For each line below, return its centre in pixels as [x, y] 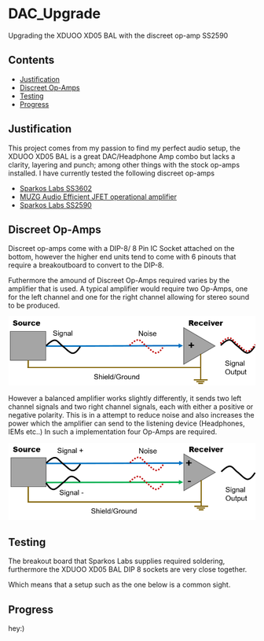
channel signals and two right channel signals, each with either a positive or [131, 407]
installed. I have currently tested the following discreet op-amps [111, 173]
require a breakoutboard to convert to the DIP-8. [86, 265]
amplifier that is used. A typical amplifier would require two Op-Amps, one [128, 289]
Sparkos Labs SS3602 [56, 188]
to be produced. [34, 306]
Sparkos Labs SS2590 [55, 204]
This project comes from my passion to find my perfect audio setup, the [125, 148]
